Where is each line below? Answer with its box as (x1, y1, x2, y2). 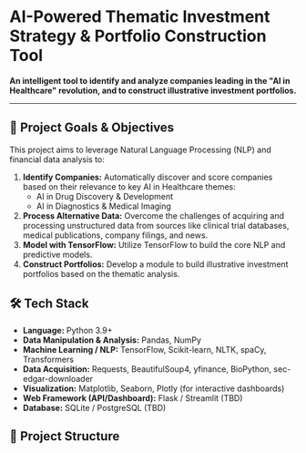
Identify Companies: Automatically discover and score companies (22, 171, 273, 182)
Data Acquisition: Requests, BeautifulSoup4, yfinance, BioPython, (22, 363, 271, 375)
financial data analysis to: (9, 153, 105, 165)
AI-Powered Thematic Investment (9, 6, 270, 27)
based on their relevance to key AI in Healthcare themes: (22, 180, 236, 192)
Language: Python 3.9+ (22, 324, 113, 335)
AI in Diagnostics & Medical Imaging (36, 201, 171, 211)
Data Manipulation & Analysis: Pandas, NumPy (22, 335, 202, 345)
